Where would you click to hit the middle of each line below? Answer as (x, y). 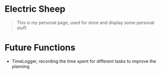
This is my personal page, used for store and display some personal (85, 23)
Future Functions (40, 48)
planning (21, 66)
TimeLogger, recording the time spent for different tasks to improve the (84, 61)
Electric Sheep (35, 9)
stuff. (22, 27)
